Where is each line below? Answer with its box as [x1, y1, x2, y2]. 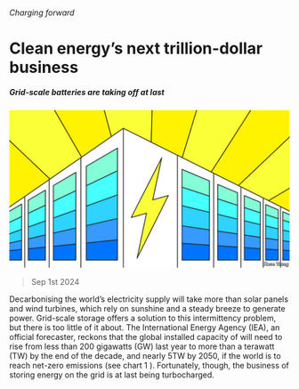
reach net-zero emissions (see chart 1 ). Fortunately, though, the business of [9, 361, 289, 371]
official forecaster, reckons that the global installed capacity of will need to [9, 332, 283, 343]
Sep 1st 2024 [30, 277, 80, 288]
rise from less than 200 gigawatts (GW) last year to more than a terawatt [9, 341, 275, 352]
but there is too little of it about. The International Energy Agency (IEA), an [9, 322, 280, 333]
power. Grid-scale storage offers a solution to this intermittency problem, [9, 312, 277, 324]
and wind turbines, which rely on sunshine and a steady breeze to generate [9, 304, 287, 314]
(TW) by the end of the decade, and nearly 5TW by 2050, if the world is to [9, 351, 282, 361]
